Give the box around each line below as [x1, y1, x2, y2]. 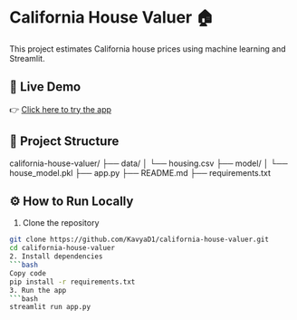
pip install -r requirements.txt [9, 277, 136, 286]
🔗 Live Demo [9, 79, 81, 95]
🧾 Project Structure [9, 133, 120, 150]
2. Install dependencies [9, 252, 103, 261]
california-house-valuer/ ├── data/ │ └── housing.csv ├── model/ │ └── [9, 158, 288, 169]
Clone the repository [22, 218, 100, 228]
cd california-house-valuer [9, 244, 116, 253]
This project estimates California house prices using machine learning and [9, 43, 287, 54]
